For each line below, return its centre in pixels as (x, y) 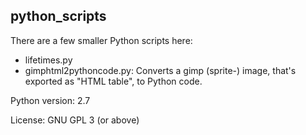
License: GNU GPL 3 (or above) (75, 120)
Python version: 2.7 (50, 100)
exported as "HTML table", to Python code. (113, 81)
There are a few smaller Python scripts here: (101, 40)
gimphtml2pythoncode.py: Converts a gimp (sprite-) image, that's (160, 70)
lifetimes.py (48, 60)
